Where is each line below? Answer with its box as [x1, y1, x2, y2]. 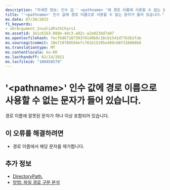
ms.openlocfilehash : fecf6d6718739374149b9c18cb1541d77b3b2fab [5, 36, 142, 41]
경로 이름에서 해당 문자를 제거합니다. [12, 144, 84, 149]
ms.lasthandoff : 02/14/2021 [5, 54, 65, 60]
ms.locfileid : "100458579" [5, 59, 62, 64]
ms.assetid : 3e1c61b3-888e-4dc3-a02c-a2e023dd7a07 [5, 31, 114, 36]
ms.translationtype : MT [5, 45, 56, 50]
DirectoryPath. [12, 173, 43, 179]
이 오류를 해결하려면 [5, 129, 64, 137]
